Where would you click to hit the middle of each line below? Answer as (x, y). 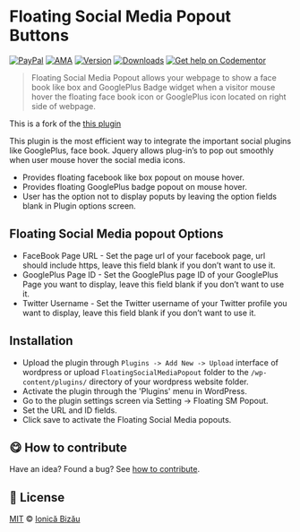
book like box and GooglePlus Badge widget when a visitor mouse (153, 87)
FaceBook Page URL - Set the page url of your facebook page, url (144, 255)
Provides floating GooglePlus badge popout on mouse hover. (135, 186)
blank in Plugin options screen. (79, 206)
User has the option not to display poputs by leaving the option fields (150, 196)
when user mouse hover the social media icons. (97, 159)
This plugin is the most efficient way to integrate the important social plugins (150, 141)
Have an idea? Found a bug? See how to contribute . (104, 469)
